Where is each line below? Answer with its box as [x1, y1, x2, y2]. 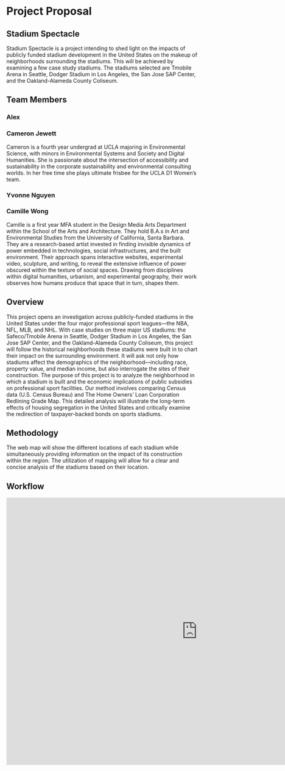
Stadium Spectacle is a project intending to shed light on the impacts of [6, 44, 186, 52]
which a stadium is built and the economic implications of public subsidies [6, 378, 193, 385]
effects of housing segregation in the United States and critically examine [6, 403, 191, 411]
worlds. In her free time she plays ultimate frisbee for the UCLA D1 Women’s [6, 169, 197, 176]
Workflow [6, 481, 44, 491]
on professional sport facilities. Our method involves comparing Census [6, 384, 186, 391]
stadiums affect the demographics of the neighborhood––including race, [6, 358, 188, 366]
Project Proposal [6, 4, 93, 18]
